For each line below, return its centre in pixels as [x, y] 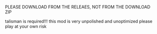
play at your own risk [26, 26]
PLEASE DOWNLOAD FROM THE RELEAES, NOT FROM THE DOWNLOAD [78, 7]
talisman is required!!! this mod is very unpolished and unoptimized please [79, 21]
